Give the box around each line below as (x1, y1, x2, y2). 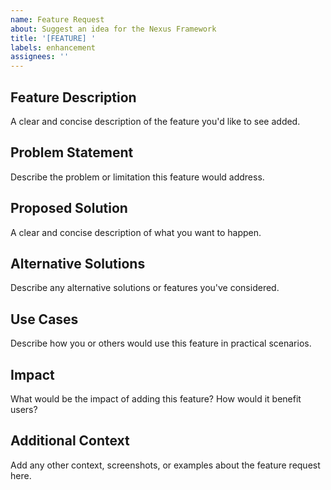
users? (10, 404, 38, 415)
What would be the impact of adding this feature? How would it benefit (10, 393, 302, 405)
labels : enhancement (10, 42, 97, 53)
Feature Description (10, 89, 137, 106)
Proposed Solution (10, 200, 128, 217)
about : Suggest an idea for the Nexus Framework (10, 24, 217, 34)
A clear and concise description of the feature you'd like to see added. (10, 115, 301, 127)
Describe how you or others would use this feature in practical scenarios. (10, 337, 312, 350)
